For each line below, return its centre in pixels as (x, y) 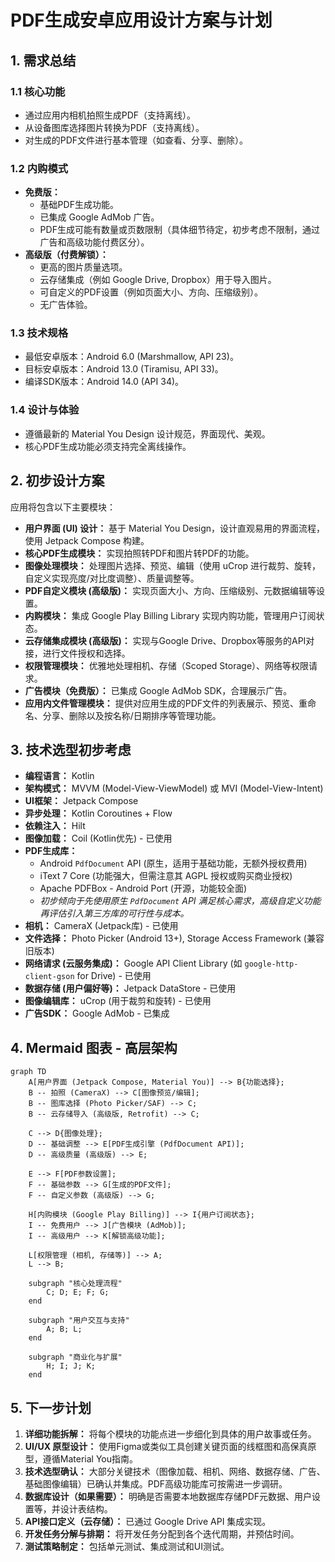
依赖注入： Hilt (55, 826)
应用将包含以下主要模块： (63, 507)
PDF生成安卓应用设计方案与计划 (141, 20)
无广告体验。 (66, 305)
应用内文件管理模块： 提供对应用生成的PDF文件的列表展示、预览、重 (166, 703)
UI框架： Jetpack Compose (81, 801)
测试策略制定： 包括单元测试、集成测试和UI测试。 (127, 1547)
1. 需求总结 (43, 60)
